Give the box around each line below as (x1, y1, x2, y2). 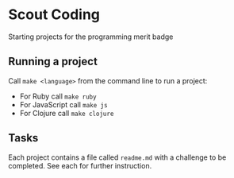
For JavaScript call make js (19, 99, 109, 109)
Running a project (8, 55, 98, 68)
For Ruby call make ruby (19, 91, 97, 101)
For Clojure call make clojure (19, 108, 114, 118)
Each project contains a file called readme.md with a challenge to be (8, 153, 227, 162)
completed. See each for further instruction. (8, 161, 152, 170)
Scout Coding (8, 6, 101, 24)
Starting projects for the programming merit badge (8, 32, 174, 41)
